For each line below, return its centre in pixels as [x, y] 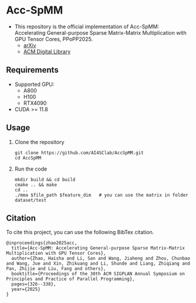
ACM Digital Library [47, 51]
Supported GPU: [34, 84]
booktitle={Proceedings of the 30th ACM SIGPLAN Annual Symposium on [98, 274]
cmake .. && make [36, 185]
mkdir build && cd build [45, 179]
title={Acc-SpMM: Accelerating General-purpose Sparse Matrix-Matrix [98, 248]
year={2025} [26, 289]
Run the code [31, 169]
